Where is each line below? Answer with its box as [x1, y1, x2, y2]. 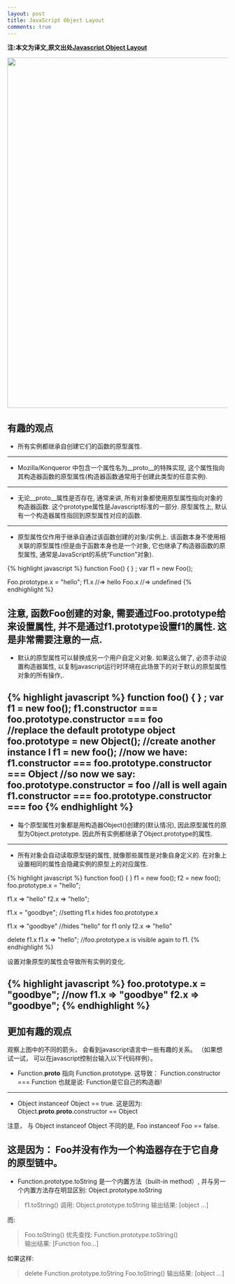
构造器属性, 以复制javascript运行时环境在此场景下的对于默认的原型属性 [23, 663, 227, 670]
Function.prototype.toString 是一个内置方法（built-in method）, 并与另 [17, 1177, 220, 1185]
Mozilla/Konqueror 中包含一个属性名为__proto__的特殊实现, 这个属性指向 [17, 464, 225, 472]
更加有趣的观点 [7, 1026, 72, 1037]
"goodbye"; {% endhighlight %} [7, 1000, 150, 1012]
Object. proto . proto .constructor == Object [17, 1107, 138, 1116]
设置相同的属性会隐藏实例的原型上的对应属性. [17, 860, 148, 868]
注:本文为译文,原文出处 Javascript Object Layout [7, 43, 148, 52]
